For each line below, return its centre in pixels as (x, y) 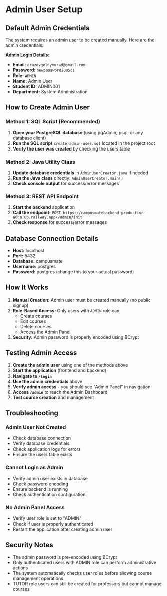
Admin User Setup (44, 9)
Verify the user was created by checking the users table (71, 148)
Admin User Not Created (36, 427)
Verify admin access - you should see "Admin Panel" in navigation (81, 387)
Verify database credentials (41, 443)
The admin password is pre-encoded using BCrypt (65, 557)
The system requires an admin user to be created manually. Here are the (80, 40)
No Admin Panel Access (35, 507)
